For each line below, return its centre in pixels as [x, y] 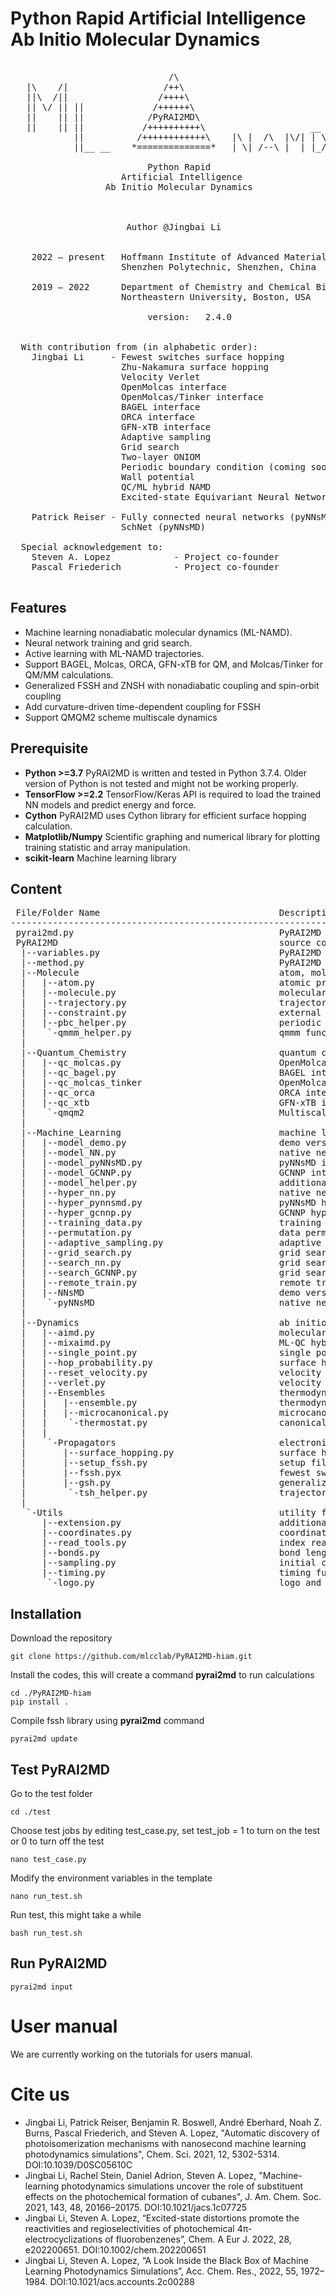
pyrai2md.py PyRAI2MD [168, 933]
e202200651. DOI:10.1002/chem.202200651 [115, 2249]
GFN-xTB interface [166, 426]
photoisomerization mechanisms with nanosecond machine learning [165, 2143]
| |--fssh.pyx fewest [166, 1473]
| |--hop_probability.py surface [168, 1363]
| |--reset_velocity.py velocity [171, 1373]
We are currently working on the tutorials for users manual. [131, 2054]
